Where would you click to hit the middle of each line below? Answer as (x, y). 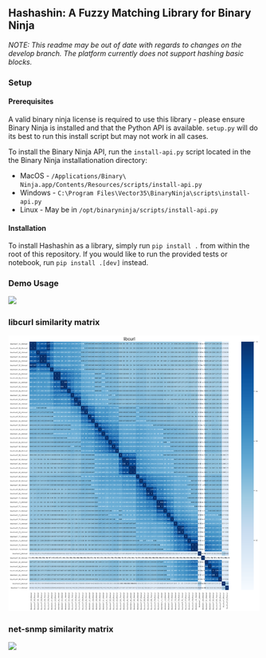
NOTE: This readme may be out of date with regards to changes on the (125, 45)
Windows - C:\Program (57, 192)
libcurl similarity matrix (54, 323)
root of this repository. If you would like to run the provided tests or (118, 254)
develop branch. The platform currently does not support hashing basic (126, 53)
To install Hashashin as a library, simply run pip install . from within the (129, 246)
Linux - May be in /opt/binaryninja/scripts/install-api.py (119, 209)
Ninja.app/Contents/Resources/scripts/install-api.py (111, 184)
